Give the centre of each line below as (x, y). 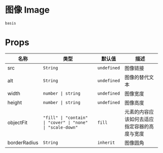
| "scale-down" (60, 127)
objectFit (17, 122)
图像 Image (27, 10)
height (15, 102)
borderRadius (23, 142)
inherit (106, 142)
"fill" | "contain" (65, 118)
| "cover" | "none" (65, 122)
